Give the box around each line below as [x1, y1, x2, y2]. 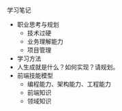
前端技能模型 [16, 72, 53, 80]
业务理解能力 [27, 37, 63, 46]
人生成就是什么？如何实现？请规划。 [16, 63, 119, 71]
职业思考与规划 [16, 20, 59, 29]
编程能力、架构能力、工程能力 [27, 80, 111, 88]
